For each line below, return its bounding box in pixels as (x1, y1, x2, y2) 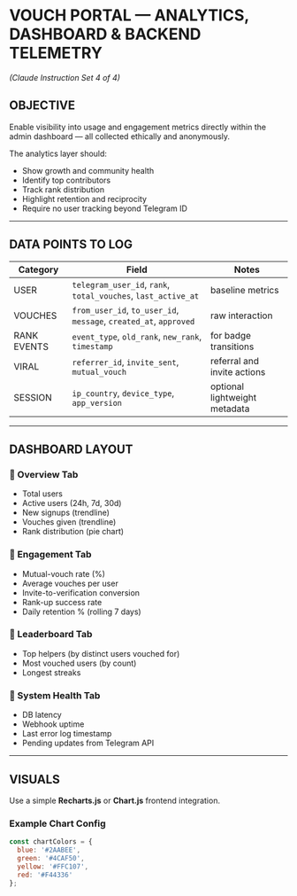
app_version (72, 398, 122, 408)
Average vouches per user (21, 578, 119, 588)
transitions (210, 340, 255, 353)
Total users (21, 488, 64, 499)
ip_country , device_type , (72, 386, 175, 399)
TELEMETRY (9, 43, 103, 63)
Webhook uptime (21, 719, 85, 729)
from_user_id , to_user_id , (72, 303, 179, 316)
